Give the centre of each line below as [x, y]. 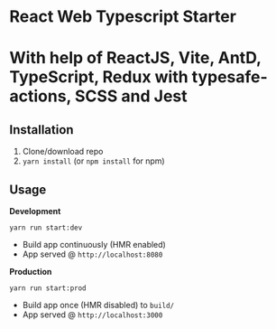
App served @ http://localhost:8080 [92, 254]
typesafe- [230, 77]
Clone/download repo [63, 152]
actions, [41, 96]
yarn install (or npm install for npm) [93, 161]
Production [31, 272]
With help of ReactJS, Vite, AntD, [135, 58]
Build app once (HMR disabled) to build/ [98, 305]
